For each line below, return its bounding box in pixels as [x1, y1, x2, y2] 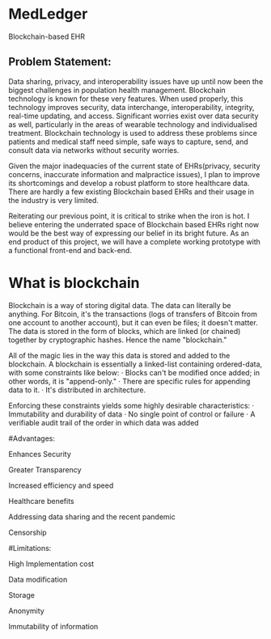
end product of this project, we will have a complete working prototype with [8, 236, 261, 247]
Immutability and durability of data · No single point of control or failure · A [8, 409, 256, 419]
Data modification [8, 574, 68, 584]
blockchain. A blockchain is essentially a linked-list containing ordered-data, [8, 359, 263, 369]
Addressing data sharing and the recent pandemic [8, 511, 176, 522]
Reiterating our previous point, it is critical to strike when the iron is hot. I [8, 211, 250, 221]
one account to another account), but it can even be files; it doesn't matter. [8, 317, 258, 328]
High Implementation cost [8, 559, 95, 569]
